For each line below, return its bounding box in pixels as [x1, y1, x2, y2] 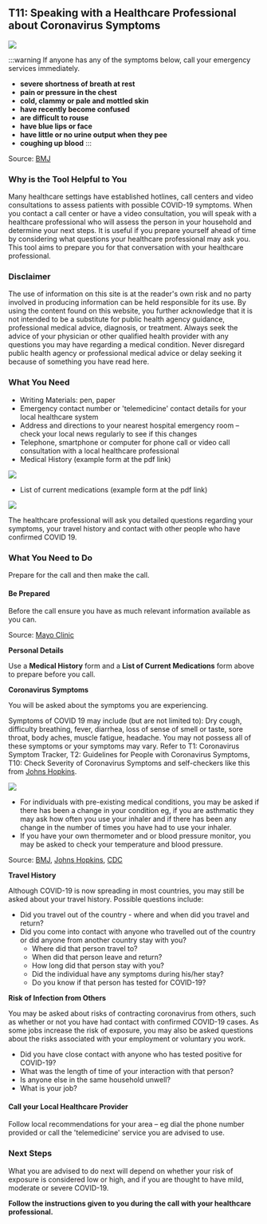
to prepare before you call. [8, 669, 96, 679]
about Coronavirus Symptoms [8, 19, 161, 33]
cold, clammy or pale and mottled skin [19, 96, 149, 105]
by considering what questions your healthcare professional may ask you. [8, 235, 251, 244]
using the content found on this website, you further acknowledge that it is [8, 306, 253, 316]
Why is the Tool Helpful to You [8, 173, 128, 184]
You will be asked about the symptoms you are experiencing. [8, 701, 209, 710]
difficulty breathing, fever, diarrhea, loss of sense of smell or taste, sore [8, 725, 243, 734]
